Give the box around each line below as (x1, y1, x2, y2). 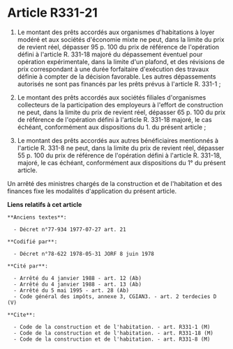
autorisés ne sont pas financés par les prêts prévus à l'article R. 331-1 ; (17, 79, 221, 88)
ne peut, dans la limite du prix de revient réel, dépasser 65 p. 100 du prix (17, 108, 226, 116)
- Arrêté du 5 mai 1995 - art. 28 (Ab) (13, 287, 130, 294)
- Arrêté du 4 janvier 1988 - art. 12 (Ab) (13, 274, 142, 281)
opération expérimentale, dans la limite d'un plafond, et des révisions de (17, 57, 225, 65)
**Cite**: (7, 311, 36, 318)
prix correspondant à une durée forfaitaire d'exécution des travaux (17, 65, 209, 73)
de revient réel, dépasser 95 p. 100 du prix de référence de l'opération (17, 42, 220, 51)
